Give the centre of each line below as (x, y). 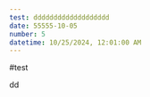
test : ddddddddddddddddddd (59, 17)
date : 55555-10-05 (43, 26)
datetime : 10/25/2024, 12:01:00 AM (75, 42)
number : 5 (28, 34)
